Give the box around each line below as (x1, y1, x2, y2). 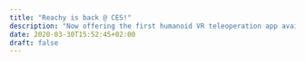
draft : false (9, 38, 59, 48)
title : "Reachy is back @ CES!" (9, 13, 132, 22)
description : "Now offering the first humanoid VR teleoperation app (9, 22, 279, 30)
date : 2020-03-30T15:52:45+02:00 (9, 30, 136, 39)
